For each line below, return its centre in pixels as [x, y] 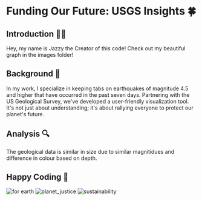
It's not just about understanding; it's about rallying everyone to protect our [100, 108]
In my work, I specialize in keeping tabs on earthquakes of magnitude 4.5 [97, 88]
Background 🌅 [33, 74]
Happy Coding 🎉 [37, 177]
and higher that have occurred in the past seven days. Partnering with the [98, 94]
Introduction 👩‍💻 [36, 34]
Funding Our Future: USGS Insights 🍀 [101, 11]
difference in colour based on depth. [52, 158]
